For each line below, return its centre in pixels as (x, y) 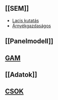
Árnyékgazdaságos (31, 26)
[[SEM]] (17, 9)
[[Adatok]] (21, 75)
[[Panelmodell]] (29, 41)
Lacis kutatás (25, 20)
